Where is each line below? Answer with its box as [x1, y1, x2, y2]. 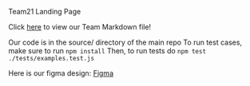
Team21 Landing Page [8, 7, 81, 16]
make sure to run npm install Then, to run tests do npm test [8, 46, 206, 55]
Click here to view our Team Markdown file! [8, 22, 152, 31]
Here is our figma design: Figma [8, 68, 114, 78]
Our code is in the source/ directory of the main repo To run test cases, [8, 37, 242, 47]
